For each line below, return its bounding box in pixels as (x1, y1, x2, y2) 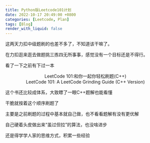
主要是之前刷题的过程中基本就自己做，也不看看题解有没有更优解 (5, 111, 139, 117)
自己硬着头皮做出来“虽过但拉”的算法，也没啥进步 (5, 122, 108, 128)
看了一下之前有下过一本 (5, 62, 54, 68)
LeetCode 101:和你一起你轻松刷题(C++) (44, 73, 127, 79)
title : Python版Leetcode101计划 (5, 7, 72, 13)
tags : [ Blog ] (5, 21, 33, 27)
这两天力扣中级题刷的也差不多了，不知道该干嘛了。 (5, 41, 112, 47)
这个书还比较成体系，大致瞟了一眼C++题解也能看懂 (5, 89, 113, 95)
